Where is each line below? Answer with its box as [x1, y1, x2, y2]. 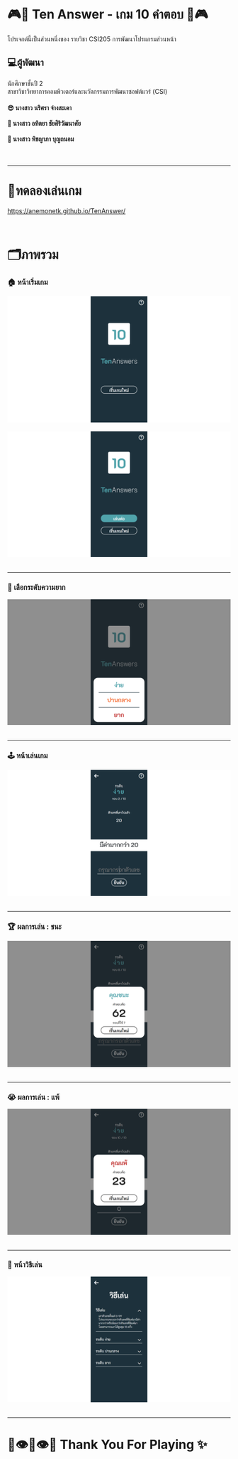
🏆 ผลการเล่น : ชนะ [7, 922, 62, 932]
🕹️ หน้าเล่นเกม [7, 751, 48, 761]
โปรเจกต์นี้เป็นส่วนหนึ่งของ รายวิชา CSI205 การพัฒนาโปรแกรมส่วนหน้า [7, 34, 177, 43]
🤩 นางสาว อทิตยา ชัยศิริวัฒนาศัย [7, 119, 81, 128]
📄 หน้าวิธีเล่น [7, 1260, 42, 1270]
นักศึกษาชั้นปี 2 [7, 79, 44, 87]
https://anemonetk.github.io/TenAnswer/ [7, 206, 126, 215]
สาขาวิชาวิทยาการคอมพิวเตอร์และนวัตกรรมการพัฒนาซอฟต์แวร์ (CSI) [7, 87, 168, 95]
